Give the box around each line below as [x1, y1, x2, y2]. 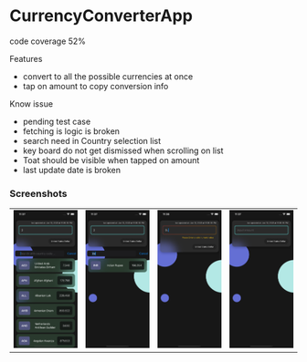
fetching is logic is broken [22, 125, 121, 137]
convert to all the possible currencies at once [22, 70, 194, 82]
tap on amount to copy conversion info [22, 80, 169, 91]
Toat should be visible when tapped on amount [22, 154, 200, 165]
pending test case [22, 116, 91, 127]
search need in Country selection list [22, 135, 162, 146]
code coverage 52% [9, 36, 87, 47]
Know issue [9, 98, 53, 109]
